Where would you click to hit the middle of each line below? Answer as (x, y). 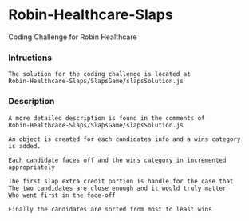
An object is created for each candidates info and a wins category (125, 139)
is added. (25, 146)
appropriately (32, 167)
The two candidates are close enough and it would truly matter (117, 188)
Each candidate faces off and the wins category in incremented (117, 160)
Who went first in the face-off (62, 195)
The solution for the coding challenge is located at (100, 74)
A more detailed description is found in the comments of (107, 118)
